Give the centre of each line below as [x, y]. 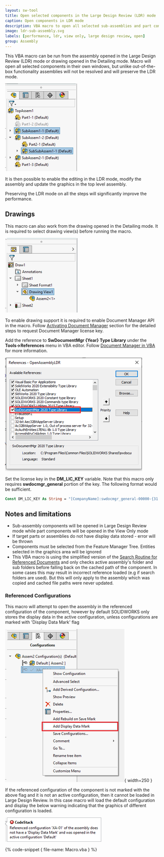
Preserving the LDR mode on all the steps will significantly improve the [76, 193]
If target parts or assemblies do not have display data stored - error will [84, 536]
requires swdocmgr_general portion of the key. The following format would [81, 484]
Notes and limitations [38, 514]
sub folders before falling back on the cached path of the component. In [85, 568]
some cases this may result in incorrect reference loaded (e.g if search [83, 572]
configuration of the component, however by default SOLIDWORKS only [77, 612]
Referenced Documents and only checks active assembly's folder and [82, 562]
